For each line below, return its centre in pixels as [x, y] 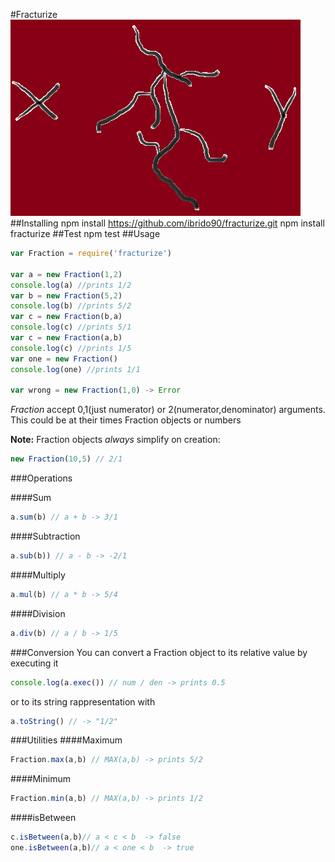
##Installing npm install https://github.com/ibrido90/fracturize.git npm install [167, 223]
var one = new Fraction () [64, 359]
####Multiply [38, 575]
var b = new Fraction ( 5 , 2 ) [66, 295]
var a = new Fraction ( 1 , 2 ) [66, 274]
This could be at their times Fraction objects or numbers [126, 420]
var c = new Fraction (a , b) [66, 338]
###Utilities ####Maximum [66, 740]
